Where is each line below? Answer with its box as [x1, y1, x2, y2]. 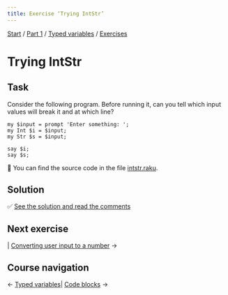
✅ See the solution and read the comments [7, 202, 131, 211]
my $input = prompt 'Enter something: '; [7, 121, 130, 128]
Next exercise [7, 222, 68, 234]
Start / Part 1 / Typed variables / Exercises [7, 29, 128, 38]
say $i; [7, 145, 30, 152]
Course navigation [7, 262, 89, 273]
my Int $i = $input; [7, 127, 68, 134]
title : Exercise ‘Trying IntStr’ [7, 10, 105, 17]
